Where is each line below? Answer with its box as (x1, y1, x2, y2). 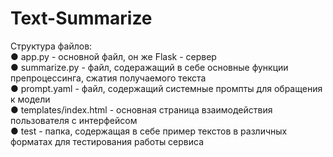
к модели (10, 93, 51, 105)
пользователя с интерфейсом (10, 114, 138, 126)
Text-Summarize (10, 7, 153, 30)
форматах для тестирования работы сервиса (10, 135, 205, 147)
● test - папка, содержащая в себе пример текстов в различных (10, 125, 288, 137)
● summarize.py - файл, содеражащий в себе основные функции (10, 61, 289, 73)
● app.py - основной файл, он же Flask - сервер (10, 50, 217, 62)
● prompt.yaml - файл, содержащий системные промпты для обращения (10, 82, 323, 94)
